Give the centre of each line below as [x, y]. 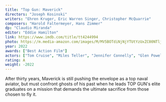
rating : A [15, 60]
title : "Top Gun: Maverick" [34, 10]
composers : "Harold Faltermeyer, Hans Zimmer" [54, 23]
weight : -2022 [20, 65]
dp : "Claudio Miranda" [28, 28]
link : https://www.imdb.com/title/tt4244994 [52, 37]
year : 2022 [16, 46]
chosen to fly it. [21, 95]
